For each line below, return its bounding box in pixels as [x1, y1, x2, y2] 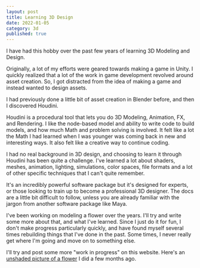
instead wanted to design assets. [6, 84, 88, 91]
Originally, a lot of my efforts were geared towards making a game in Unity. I [6, 65, 193, 72]
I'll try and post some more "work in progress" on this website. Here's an [6, 249, 185, 256]
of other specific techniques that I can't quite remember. [6, 170, 145, 177]
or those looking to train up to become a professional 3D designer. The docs [6, 187, 194, 195]
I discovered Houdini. [6, 102, 59, 109]
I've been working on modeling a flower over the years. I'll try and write [6, 212, 181, 219]
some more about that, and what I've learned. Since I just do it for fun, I [6, 218, 181, 226]
